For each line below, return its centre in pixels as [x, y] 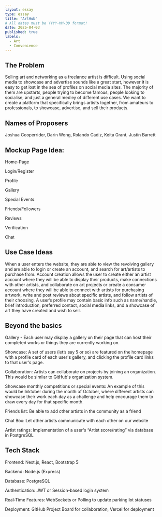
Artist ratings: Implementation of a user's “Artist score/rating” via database [79, 430]
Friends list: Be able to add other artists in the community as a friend [73, 411]
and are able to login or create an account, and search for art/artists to [75, 269]
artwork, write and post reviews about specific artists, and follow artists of [79, 295]
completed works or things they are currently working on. [62, 342]
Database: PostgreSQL [28, 481]
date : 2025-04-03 [22, 28]
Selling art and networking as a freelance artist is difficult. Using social [75, 77]
